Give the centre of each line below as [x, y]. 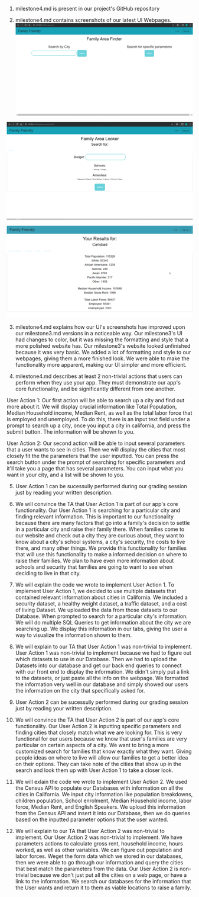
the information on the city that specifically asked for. [80, 691]
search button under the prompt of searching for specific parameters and [96, 462]
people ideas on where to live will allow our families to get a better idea [102, 758]
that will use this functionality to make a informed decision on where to [101, 555]
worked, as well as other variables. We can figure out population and [99, 850]
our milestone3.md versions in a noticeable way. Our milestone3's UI [99, 334]
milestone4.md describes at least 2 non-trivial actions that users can [99, 376]
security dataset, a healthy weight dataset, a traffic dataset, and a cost [101, 604]
